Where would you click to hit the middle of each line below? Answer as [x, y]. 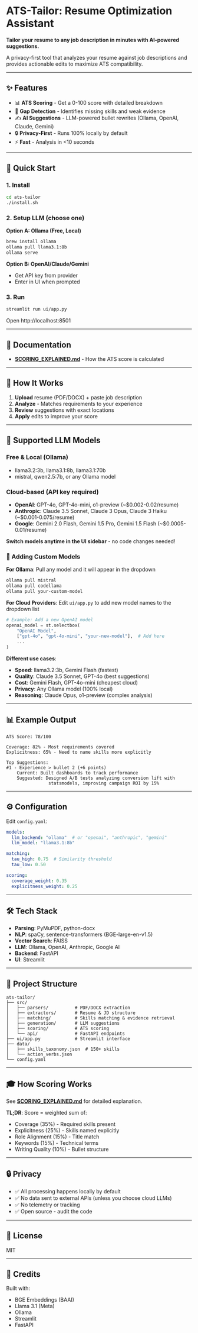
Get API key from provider [46, 276]
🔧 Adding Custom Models [43, 556]
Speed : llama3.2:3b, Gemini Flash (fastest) [67, 670]
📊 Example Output [41, 720]
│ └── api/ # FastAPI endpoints [66, 1034]
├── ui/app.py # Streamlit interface [68, 1039]
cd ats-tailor [24, 197]
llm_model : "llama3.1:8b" [43, 843]
